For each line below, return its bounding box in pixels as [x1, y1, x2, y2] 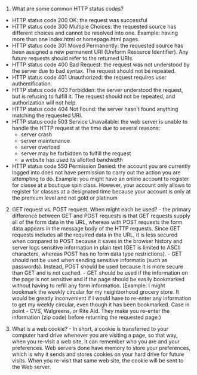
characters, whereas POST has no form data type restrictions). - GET [11, 250, 182, 257]
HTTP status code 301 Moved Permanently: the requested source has [11, 42, 184, 49]
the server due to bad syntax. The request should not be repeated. [11, 67, 176, 74]
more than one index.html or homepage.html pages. [11, 36, 140, 42]
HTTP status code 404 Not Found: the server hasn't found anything [11, 106, 178, 112]
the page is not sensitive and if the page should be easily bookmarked [11, 276, 185, 282]
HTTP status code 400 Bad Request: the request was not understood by [11, 61, 190, 68]
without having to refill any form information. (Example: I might [11, 282, 165, 289]
